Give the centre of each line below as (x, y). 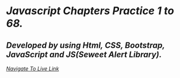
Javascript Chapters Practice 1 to (90, 11)
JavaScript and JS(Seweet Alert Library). (84, 54)
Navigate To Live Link (33, 69)
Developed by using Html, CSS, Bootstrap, (86, 45)
